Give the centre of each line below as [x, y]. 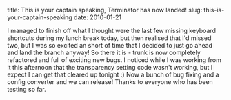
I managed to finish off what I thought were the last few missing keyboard [111, 31]
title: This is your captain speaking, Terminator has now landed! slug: [105, 10]
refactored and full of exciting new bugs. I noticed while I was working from [114, 60]
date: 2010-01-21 [98, 17]
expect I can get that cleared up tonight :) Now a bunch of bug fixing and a [113, 74]
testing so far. [27, 89]
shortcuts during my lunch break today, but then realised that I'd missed [109, 38]
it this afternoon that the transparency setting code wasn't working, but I [110, 67]
